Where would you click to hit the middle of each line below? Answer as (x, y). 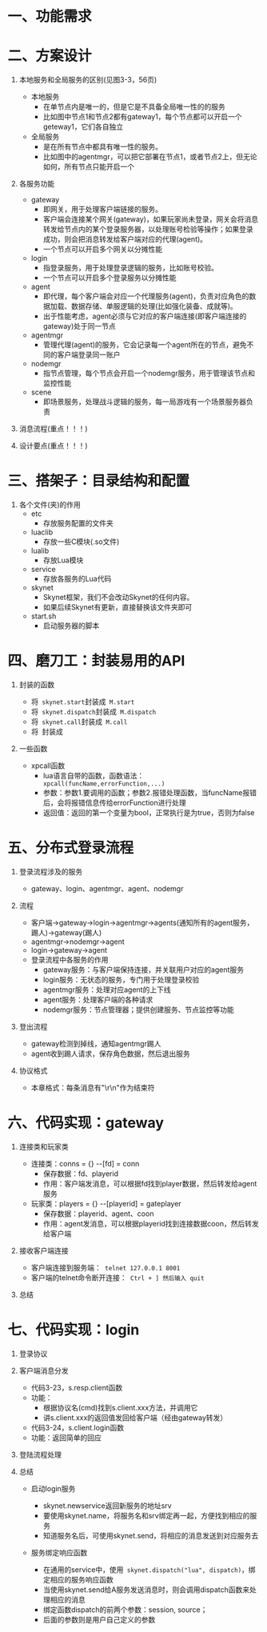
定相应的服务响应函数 (78, 1579)
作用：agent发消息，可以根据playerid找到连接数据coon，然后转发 (151, 1223)
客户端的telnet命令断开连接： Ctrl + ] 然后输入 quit (118, 1278)
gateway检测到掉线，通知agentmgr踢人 (96, 1043)
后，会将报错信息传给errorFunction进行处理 (114, 802)
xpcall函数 (48, 766)
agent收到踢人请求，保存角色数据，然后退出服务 (111, 1054)
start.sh (44, 616)
